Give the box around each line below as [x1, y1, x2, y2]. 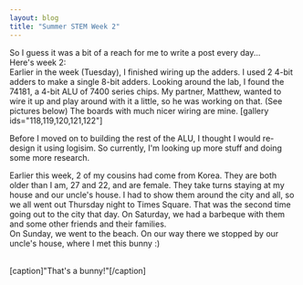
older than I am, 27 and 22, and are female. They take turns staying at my [9, 179, 285, 190]
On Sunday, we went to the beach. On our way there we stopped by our [9, 227, 279, 238]
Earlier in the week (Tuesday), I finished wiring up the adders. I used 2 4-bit [9, 66, 294, 78]
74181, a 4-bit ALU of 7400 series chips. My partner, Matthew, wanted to [9, 86, 282, 97]
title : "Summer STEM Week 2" [9, 22, 120, 31]
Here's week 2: [9, 57, 67, 68]
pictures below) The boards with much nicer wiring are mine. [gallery [9, 105, 269, 116]
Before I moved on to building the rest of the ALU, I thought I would [9, 132, 261, 143]
